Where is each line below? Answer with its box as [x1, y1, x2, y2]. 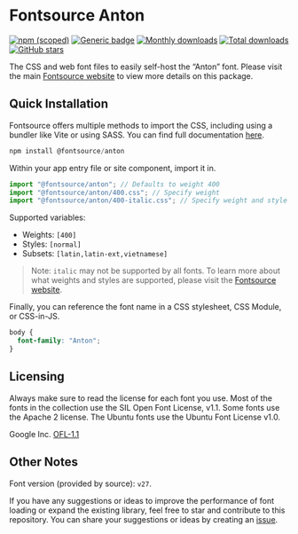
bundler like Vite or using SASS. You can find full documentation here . [9, 130, 264, 140]
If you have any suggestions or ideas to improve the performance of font [9, 495, 275, 506]
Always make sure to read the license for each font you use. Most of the [9, 392, 273, 404]
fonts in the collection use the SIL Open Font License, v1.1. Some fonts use [9, 402, 280, 412]
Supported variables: [9, 212, 86, 223]
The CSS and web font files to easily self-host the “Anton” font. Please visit [9, 61, 283, 72]
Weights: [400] [21, 230, 77, 240]
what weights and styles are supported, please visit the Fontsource [30, 275, 277, 286]
